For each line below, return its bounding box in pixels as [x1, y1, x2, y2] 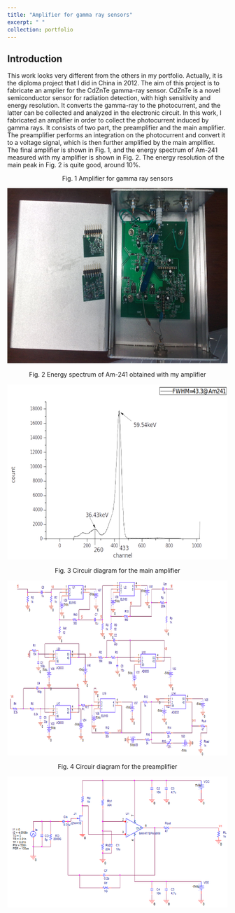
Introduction [7, 53, 63, 64]
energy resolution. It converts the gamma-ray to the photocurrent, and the [7, 102, 221, 110]
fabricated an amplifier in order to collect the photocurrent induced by [7, 116, 209, 125]
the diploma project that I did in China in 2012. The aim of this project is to [7, 79, 220, 88]
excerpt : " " [7, 18, 45, 26]
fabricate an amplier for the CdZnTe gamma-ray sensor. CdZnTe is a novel [7, 86, 220, 95]
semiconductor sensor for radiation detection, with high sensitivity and [7, 94, 211, 102]
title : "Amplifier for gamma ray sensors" [7, 11, 133, 18]
